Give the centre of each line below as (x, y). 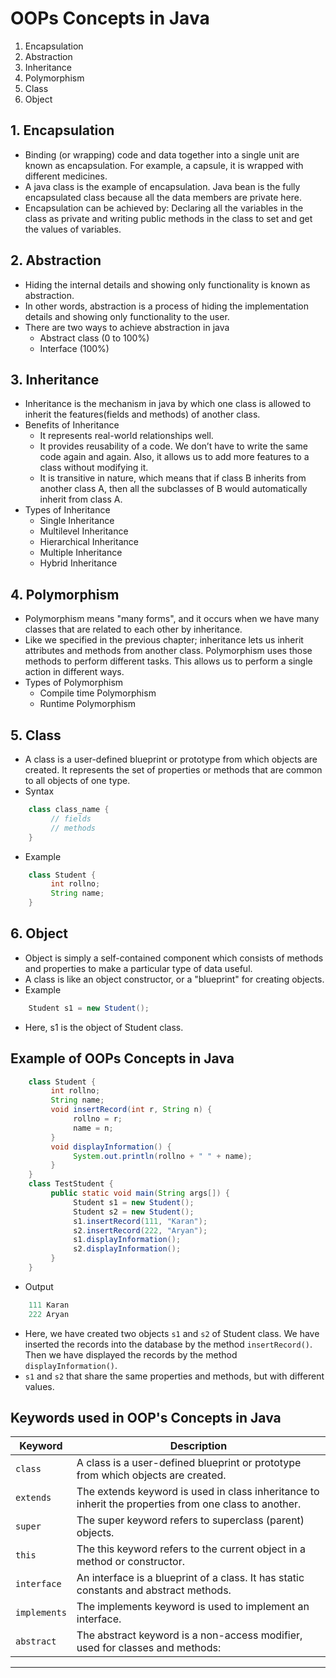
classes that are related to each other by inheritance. (133, 629)
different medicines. (66, 176)
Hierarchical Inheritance (89, 542)
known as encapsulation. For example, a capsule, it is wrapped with (164, 165)
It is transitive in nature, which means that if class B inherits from (173, 478)
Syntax (39, 791)
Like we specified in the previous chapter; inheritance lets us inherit (164, 640)
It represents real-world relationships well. (126, 436)
